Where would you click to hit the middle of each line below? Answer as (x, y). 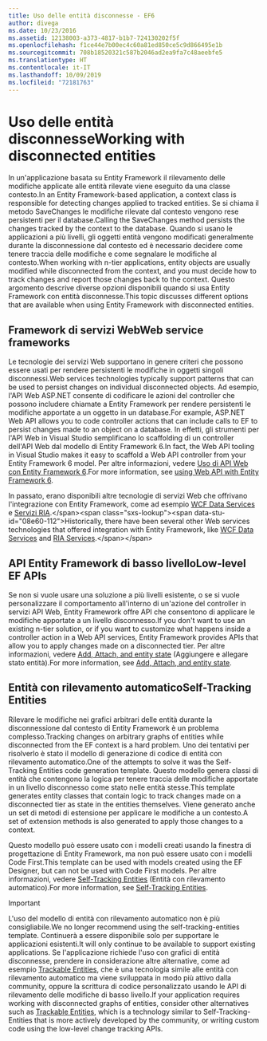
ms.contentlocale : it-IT (49, 68)
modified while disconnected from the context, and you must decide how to (132, 271)
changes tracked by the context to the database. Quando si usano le (120, 229)
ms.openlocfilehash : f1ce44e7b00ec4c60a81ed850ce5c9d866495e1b (116, 45)
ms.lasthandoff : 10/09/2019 (55, 75)
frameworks (39, 343)
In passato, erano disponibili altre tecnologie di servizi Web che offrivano (128, 496)
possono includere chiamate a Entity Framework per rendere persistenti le (130, 404)
